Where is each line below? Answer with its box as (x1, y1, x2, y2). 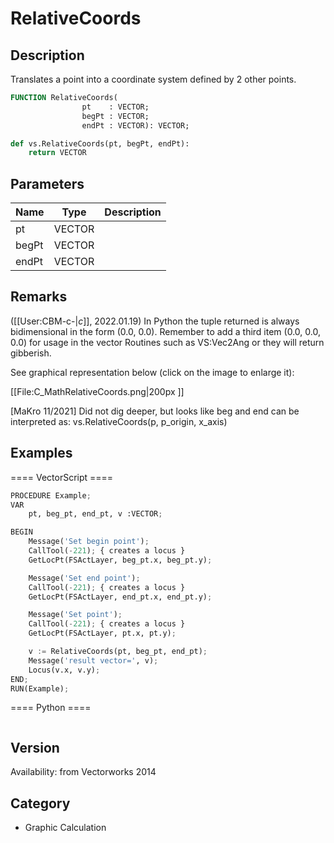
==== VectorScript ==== (10, 471, 114, 483)
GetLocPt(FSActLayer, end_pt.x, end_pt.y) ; (28, 592, 213, 602)
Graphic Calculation (24, 822, 107, 834)
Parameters (10, 175, 85, 192)
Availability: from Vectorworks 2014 (10, 766, 157, 778)
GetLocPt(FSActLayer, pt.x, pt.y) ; (28, 628, 177, 639)
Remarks (10, 288, 68, 306)
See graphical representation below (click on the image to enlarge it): (10, 366, 295, 378)
